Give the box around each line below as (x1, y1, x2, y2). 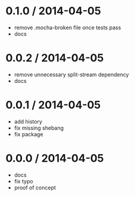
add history (14, 118, 42, 125)
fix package (14, 130, 43, 138)
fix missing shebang (14, 124, 64, 131)
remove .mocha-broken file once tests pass (14, 24, 121, 31)
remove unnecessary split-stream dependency (14, 70, 129, 78)
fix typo (14, 177, 33, 184)
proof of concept (14, 184, 56, 191)
